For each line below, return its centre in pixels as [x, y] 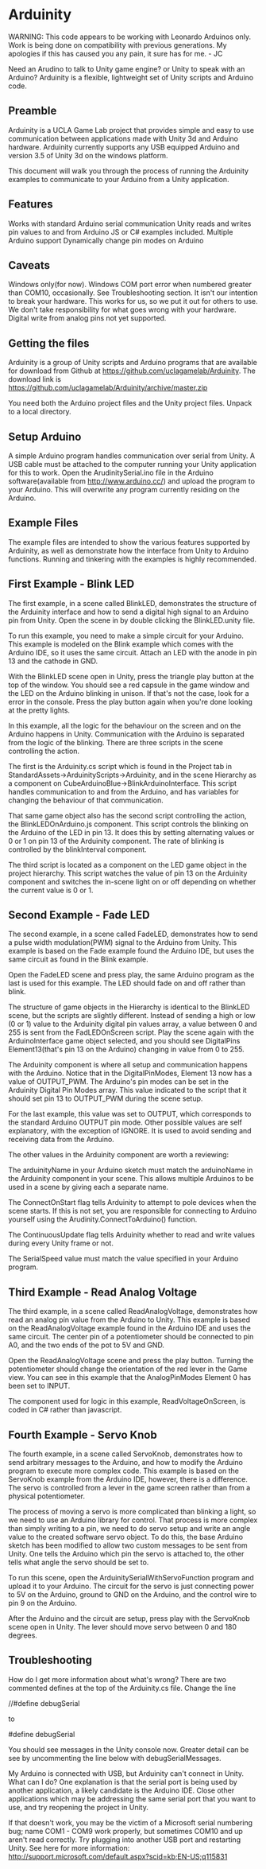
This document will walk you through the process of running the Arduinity [128, 171]
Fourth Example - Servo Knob [83, 1434]
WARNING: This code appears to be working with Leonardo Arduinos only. [130, 37]
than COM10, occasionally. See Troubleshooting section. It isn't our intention [133, 293]
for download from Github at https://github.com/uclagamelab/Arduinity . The [132, 371]
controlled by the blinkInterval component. [77, 849]
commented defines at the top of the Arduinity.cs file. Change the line [122, 1688]
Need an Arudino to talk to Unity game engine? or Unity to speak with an [127, 68]
